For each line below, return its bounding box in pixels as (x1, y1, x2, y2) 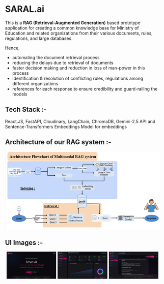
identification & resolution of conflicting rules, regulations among (12, 75, 143, 81)
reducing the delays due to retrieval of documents (12, 60, 114, 65)
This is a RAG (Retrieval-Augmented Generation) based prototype (5, 20, 141, 26)
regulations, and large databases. (5, 35, 73, 41)
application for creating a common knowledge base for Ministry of (5, 25, 139, 31)
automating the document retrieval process (12, 54, 100, 60)
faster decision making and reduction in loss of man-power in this (12, 65, 145, 71)
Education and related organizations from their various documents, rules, (5, 30, 153, 36)
